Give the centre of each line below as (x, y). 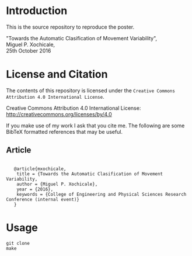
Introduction (37, 11)
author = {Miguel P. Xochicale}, (57, 184)
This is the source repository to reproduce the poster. (70, 27)
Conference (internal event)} (43, 199)
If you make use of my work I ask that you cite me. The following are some (95, 125)
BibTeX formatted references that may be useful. (64, 132)
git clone (18, 243)
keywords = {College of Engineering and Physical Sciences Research (102, 194)
